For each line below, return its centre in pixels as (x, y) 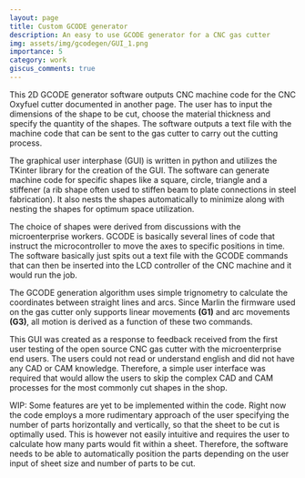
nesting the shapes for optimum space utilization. (102, 208)
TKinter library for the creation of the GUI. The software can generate (140, 170)
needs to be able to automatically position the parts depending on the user (149, 453)
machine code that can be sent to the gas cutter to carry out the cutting (144, 133)
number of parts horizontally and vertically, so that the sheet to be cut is (145, 424)
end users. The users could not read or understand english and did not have (152, 358)
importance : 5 (36, 52)
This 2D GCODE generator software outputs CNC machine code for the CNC (152, 94)
